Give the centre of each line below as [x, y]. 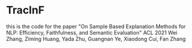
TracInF [25, 10]
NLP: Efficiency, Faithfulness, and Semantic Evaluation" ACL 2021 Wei [92, 32]
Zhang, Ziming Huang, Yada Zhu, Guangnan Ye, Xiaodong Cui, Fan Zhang [96, 39]
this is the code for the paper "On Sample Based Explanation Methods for [96, 26]
